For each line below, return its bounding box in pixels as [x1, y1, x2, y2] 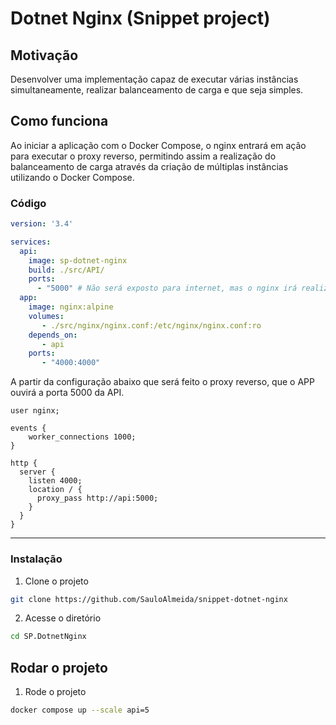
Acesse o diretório [24, 612, 102, 624]
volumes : [28, 311, 65, 321]
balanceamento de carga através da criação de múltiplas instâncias [10, 160, 289, 172]
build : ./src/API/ [28, 265, 105, 275]
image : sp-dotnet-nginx [28, 255, 128, 266]
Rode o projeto [24, 686, 87, 698]
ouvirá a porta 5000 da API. [10, 387, 125, 399]
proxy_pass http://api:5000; [36, 493, 159, 504]
